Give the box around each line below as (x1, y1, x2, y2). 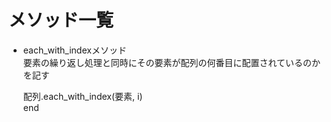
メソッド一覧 (8, 9, 115, 32)
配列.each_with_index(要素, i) (22, 90, 143, 102)
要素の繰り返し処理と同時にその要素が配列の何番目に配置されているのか (22, 56, 321, 68)
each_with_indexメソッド (22, 44, 127, 56)
